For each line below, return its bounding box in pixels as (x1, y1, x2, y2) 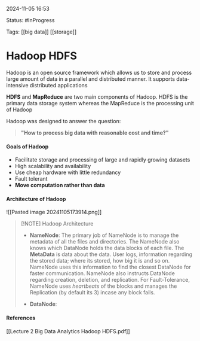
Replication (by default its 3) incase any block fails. (29, 289, 155, 296)
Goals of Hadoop (6, 143, 49, 150)
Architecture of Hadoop (6, 195, 66, 202)
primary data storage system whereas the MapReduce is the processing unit (6, 99, 194, 106)
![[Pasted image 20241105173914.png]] (6, 209, 102, 216)
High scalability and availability (14, 163, 91, 170)
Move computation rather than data (14, 182, 106, 189)
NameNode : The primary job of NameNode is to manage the (29, 232, 179, 239)
